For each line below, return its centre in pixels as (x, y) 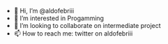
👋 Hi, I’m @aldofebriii (44, 11)
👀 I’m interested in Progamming (59, 18)
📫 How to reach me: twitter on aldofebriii (73, 34)
